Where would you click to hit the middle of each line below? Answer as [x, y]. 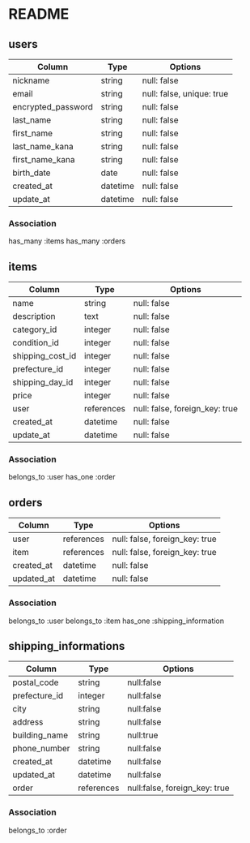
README [39, 14]
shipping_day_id [43, 382]
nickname [31, 80]
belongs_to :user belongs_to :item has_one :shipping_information [117, 621]
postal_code [36, 682]
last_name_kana [43, 146]
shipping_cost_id [44, 356]
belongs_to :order [38, 830]
